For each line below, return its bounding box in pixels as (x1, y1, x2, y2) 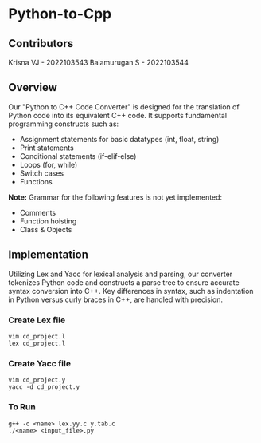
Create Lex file (8, 314, 66, 326)
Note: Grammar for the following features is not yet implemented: (8, 192, 223, 202)
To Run (8, 401, 36, 413)
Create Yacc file (8, 358, 72, 369)
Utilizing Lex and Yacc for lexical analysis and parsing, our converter (8, 269, 233, 279)
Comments (19, 208, 56, 217)
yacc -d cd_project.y (8, 383, 80, 391)
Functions (19, 176, 53, 186)
